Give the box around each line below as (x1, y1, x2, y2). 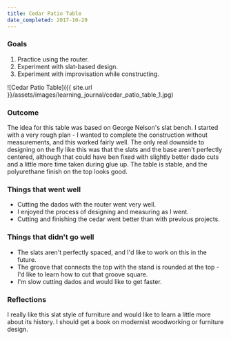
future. (17, 255, 37, 263)
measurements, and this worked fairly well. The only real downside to (7, 138, 205, 147)
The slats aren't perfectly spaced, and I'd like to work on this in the (17, 248, 207, 256)
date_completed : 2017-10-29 (7, 17, 88, 23)
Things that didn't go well (7, 232, 94, 242)
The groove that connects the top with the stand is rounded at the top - (17, 263, 219, 271)
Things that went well (7, 185, 81, 194)
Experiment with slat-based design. (17, 62, 119, 70)
